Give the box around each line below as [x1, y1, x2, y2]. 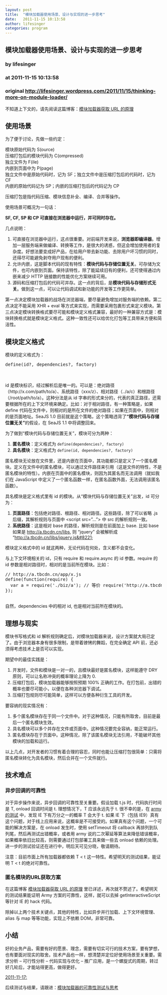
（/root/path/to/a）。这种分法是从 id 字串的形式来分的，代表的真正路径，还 [5, 395, 157, 401]
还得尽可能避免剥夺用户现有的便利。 [12, 255, 87, 261]
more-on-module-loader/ [5, 94, 68, 101]
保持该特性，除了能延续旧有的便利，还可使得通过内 [56, 267, 161, 273]
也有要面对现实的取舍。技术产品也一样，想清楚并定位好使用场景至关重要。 [5, 952, 158, 958]
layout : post [5, 7, 32, 12]
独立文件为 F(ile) [5, 159, 39, 165]
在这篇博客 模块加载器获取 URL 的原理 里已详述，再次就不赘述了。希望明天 [5, 886, 158, 892]
